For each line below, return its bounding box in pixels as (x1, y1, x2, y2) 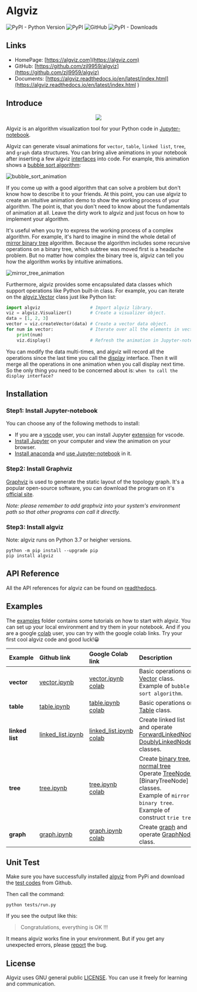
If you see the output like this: (6, 913, 78, 920)
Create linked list (138, 716, 185, 724)
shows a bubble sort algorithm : (6, 161, 81, 168)
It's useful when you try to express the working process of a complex (6, 226, 174, 233)
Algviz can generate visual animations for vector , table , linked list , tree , (6, 142, 186, 149)
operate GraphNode (138, 830, 195, 839)
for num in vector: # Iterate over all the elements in (6, 326, 180, 333)
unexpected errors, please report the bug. (6, 941, 107, 948)
